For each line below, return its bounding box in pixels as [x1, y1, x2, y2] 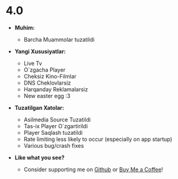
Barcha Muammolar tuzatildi [23, 36, 95, 43]
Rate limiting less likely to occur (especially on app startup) [23, 135, 172, 143]
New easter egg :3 [23, 92, 71, 99]
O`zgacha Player [23, 66, 65, 74]
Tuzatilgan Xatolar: [14, 104, 65, 111]
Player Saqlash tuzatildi [23, 129, 83, 136]
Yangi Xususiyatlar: [14, 47, 66, 55]
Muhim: [14, 24, 35, 31]
